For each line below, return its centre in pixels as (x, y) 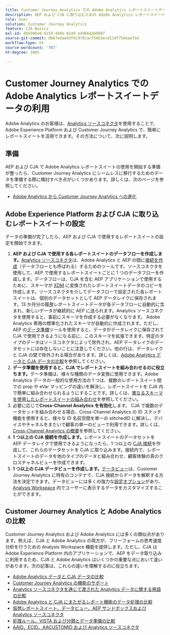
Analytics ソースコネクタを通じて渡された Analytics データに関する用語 (87, 589)
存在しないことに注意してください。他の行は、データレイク (101, 349)
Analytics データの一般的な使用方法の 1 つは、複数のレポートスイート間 (87, 380)
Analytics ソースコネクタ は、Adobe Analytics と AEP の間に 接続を (90, 260)
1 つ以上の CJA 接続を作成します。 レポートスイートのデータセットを (84, 437)
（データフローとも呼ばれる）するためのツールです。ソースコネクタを (90, 267)
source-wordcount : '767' (31, 48)
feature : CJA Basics (27, 29)
